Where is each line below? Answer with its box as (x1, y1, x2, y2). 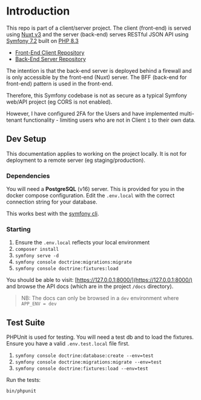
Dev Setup (6, 134, 47, 144)
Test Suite (6, 317, 45, 328)
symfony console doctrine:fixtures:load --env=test (15, 365, 148, 372)
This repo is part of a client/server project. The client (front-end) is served (6, 24, 191, 32)
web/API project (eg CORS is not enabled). (6, 98, 113, 105)
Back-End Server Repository (15, 55, 87, 62)
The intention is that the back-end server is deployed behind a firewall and (6, 67, 192, 74)
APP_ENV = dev (21, 301, 57, 307)
